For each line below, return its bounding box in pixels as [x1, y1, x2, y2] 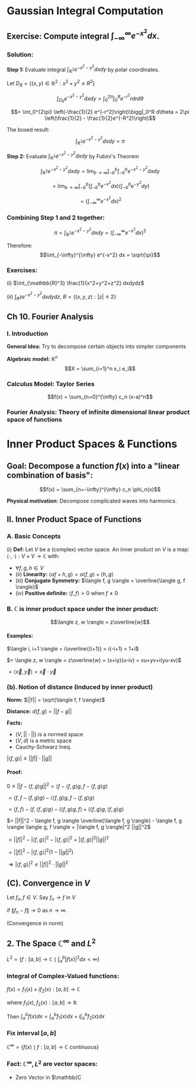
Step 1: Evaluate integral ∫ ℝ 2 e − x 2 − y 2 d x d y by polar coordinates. [7, 63, 160, 75]
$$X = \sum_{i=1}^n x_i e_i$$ [65, 365, 136, 372]
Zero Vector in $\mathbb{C [15, 1074, 82, 1081]
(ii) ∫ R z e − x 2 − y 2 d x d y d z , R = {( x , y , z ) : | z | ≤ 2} [7, 291, 117, 302]
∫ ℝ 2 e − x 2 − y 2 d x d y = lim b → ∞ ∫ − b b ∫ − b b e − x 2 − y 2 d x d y [40, 165, 160, 176]
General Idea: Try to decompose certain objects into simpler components [7, 343, 186, 350]
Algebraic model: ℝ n [7, 354, 58, 362]
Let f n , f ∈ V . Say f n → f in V [7, 894, 76, 902]
